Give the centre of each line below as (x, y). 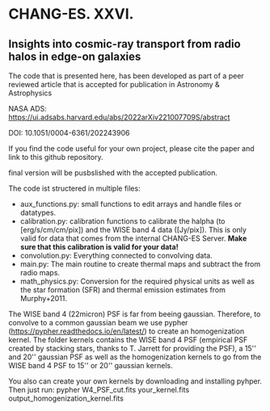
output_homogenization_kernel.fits (66, 398)
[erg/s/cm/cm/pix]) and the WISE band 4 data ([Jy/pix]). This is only (133, 230)
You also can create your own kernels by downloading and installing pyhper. (135, 381)
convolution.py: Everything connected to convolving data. (116, 256)
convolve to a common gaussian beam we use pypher (98, 323)
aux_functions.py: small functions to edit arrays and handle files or (131, 204)
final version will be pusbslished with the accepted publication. (113, 173)
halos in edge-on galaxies (75, 56)
